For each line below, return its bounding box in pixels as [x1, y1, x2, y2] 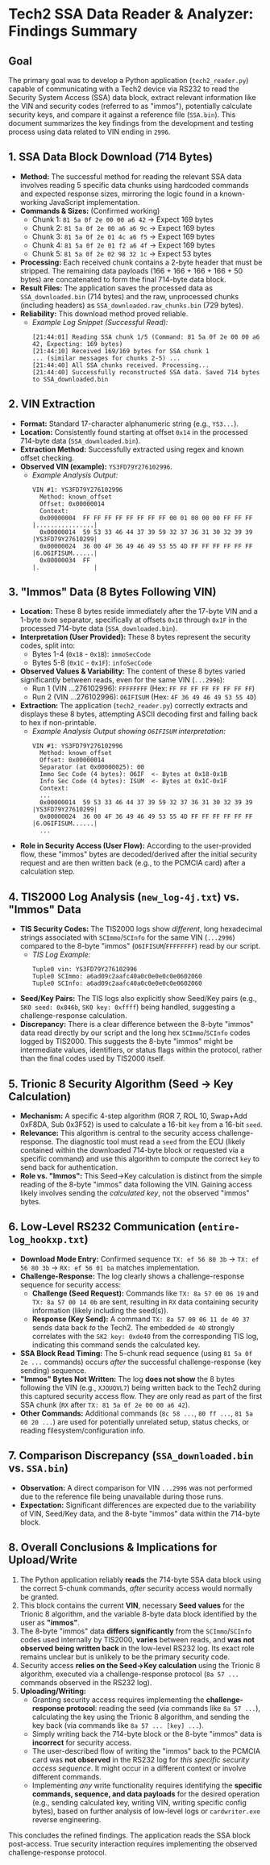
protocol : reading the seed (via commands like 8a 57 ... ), [65, 1703, 260, 1713]
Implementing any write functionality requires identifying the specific [31, 1780, 263, 1790]
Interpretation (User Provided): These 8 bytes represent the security [19, 632, 251, 642]
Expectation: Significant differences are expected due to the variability [19, 1500, 256, 1509]
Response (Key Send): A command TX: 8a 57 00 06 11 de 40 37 [31, 1314, 250, 1324]
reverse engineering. [31, 1814, 102, 1824]
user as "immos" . [19, 1617, 81, 1627]
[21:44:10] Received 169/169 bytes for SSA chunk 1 [31, 347, 210, 355]
